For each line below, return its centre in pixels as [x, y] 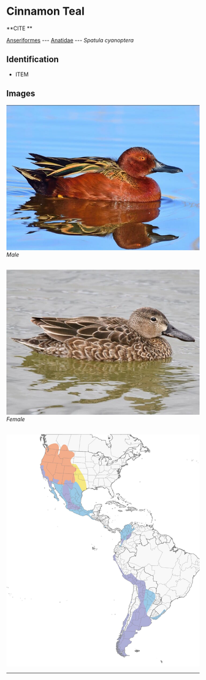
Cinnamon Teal [45, 11]
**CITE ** [19, 28]
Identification [33, 60]
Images [21, 94]
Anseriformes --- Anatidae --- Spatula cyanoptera [70, 40]
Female [16, 419]
